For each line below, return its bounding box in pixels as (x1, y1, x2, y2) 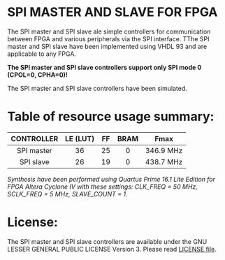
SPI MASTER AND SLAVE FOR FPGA (7, 4, 218, 20)
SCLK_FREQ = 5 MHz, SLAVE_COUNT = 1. (7, 189, 128, 198)
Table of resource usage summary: (7, 109, 215, 124)
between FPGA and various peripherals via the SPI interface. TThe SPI (7, 34, 210, 43)
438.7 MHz (145, 157, 183, 166)
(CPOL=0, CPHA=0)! (7, 71, 68, 79)
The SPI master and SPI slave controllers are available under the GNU (7, 237, 208, 245)
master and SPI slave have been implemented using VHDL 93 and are (7, 42, 208, 50)
